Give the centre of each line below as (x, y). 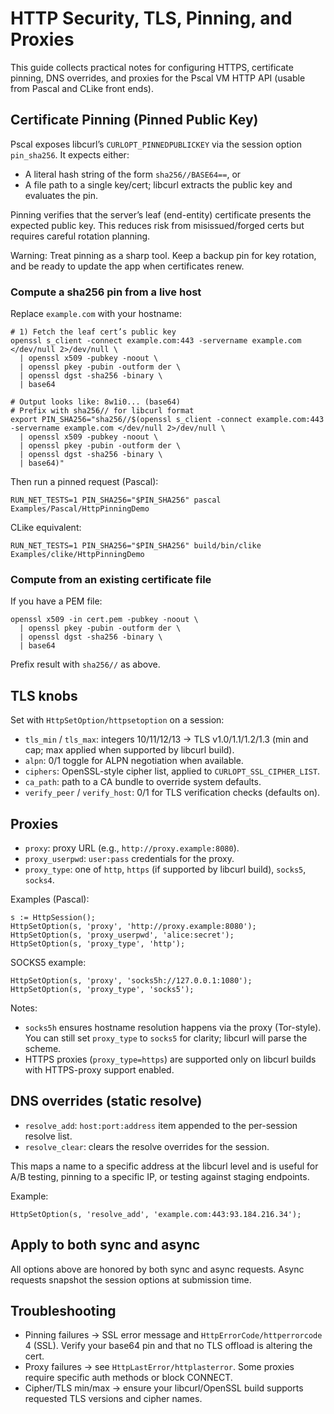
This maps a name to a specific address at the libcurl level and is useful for (164, 1166)
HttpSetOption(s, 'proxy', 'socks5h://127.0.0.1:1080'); (131, 980)
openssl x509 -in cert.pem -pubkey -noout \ (104, 620)
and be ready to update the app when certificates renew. (127, 266)
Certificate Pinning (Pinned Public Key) (134, 120)
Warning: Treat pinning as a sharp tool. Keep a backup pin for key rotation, (163, 255)
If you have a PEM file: (56, 601)
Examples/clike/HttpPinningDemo (77, 555)
